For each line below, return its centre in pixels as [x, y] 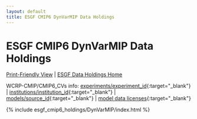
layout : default [26, 11]
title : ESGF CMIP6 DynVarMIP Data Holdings [60, 17]
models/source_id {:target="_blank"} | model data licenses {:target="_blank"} [99, 98]
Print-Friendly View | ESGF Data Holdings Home [64, 74]
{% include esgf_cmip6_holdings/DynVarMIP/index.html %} [78, 110]
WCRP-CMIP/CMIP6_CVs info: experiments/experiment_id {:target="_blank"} [98, 86]
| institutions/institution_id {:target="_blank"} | [61, 92]
